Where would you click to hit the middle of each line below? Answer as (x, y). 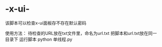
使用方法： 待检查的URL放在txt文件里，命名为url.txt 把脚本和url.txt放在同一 (81, 33)
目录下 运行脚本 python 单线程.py (39, 39)
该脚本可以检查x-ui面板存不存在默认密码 (46, 23)
